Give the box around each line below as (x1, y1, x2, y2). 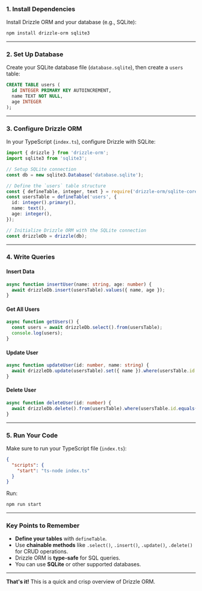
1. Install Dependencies (6, 5, 76, 13)
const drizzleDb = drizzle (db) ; (6, 233, 87, 239)
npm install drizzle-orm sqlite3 (6, 30, 90, 36)
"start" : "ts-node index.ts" (17, 467, 90, 474)
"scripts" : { (11, 462, 44, 468)
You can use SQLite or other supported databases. (14, 561, 141, 568)
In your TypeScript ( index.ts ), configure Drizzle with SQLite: (6, 138, 156, 145)
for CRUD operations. (14, 548, 69, 555)
